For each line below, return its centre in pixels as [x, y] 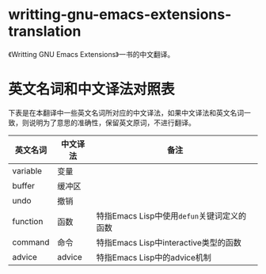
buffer [24, 185]
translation [45, 31]
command [31, 242]
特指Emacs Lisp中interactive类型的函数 [169, 242]
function [28, 221]
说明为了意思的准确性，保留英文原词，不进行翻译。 [112, 122]
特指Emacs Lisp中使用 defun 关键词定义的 [171, 215]
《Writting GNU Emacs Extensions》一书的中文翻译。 [91, 54]
